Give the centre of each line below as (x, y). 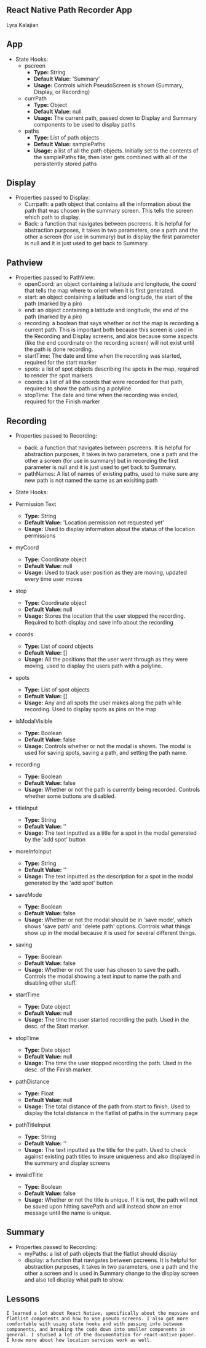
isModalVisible (34, 721)
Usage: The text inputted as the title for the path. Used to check (105, 1150)
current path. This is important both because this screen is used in (109, 330)
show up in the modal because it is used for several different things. (110, 933)
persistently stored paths (65, 164)
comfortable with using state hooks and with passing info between (95, 1324)
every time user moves (53, 579)
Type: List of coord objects (59, 646)
